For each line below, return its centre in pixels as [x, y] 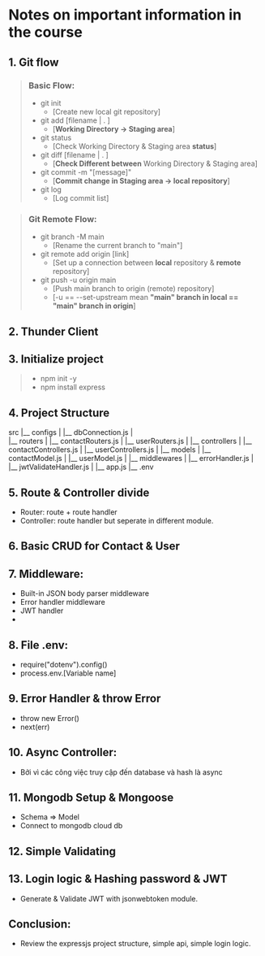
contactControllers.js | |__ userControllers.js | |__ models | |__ [110, 450]
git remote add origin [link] [85, 254]
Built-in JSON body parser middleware [85, 593]
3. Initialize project [56, 359]
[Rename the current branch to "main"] [118, 246]
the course [45, 32]
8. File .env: [38, 645]
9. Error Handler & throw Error [85, 699]
